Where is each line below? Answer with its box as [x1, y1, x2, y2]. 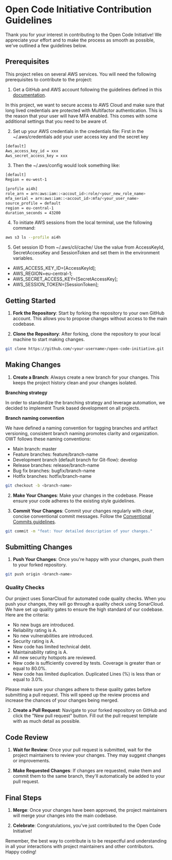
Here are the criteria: [5, 612, 49, 618]
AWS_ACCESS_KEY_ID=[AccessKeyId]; [12, 265, 97, 271]
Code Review [5, 733, 49, 742]
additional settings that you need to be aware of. [5, 118, 108, 124]
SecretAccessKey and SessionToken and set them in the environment [12, 250, 160, 256]
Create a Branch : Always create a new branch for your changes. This [12, 374, 160, 380]
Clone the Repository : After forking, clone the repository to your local [12, 331, 161, 337]
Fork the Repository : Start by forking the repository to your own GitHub [12, 310, 165, 316]
